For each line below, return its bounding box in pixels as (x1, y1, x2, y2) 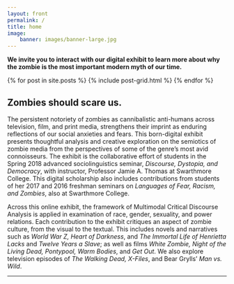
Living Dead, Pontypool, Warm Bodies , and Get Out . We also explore (7, 247, 204, 255)
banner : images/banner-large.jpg (19, 36, 117, 43)
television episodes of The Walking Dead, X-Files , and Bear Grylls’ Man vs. (7, 254, 223, 262)
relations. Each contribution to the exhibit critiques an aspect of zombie (7, 217, 212, 225)
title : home (7, 23, 42, 30)
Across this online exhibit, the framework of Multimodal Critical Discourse (7, 202, 219, 211)
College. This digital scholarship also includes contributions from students (7, 174, 220, 182)
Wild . (7, 262, 22, 270)
